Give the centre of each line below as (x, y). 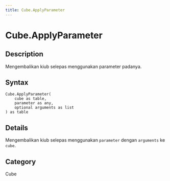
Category (21, 162)
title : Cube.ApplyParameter (35, 10)
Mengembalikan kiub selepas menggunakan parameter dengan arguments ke (85, 140)
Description (24, 54)
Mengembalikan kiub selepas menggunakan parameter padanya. (74, 66)
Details (17, 128)
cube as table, (31, 99)
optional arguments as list (44, 108)
